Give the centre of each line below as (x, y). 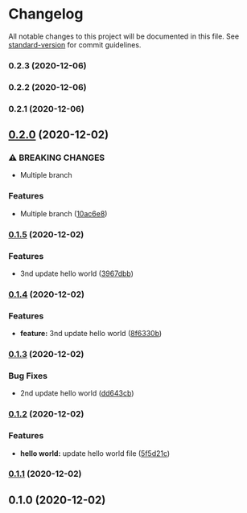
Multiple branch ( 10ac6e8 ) (64, 213)
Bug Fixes (28, 376)
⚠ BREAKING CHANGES (57, 158)
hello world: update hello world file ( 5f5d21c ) (95, 453)
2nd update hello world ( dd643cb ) (77, 393)
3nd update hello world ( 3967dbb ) (77, 273)
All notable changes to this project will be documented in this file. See (124, 36)
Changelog (46, 14)
